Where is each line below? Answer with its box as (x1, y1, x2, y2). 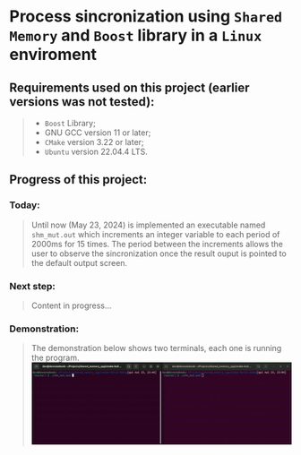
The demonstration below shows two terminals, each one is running (30, 343, 282, 354)
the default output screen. (30, 257, 128, 268)
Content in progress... (30, 300, 112, 311)
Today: (9, 199, 40, 211)
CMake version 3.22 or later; (44, 137, 145, 147)
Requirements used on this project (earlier (9, 80, 250, 95)
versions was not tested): (9, 94, 155, 109)
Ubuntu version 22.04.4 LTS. (44, 146, 148, 157)
